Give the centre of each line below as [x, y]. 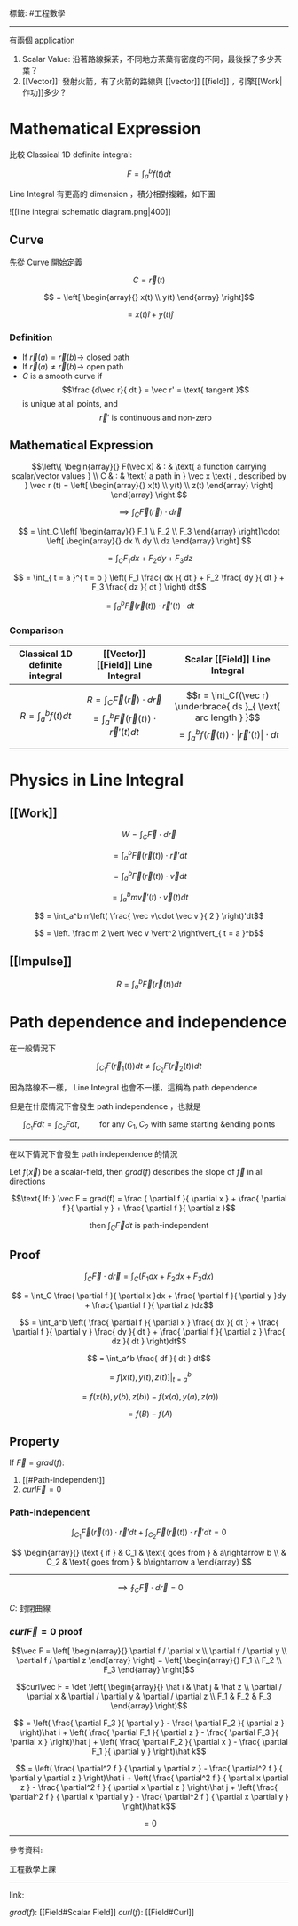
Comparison [36, 630]
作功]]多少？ [45, 92]
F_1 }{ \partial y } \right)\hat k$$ [149, 1751]
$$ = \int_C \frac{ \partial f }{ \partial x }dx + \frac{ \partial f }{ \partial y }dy [149, 1296]
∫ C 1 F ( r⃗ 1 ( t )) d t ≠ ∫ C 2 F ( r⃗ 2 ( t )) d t [149, 1067]
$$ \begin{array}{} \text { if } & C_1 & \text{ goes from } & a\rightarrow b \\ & [149, 1552]
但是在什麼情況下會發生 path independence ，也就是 [105, 1106]
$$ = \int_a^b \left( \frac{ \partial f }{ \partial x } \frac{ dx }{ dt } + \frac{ [149, 1322]
